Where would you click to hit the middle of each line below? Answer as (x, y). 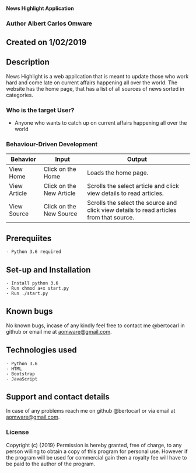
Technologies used (41, 350)
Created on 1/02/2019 (46, 42)
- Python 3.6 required (34, 252)
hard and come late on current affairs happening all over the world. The (92, 83)
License (17, 432)
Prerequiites (29, 238)
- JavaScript (22, 379)
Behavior (24, 159)
